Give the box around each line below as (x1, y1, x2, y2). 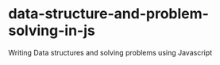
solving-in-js (8, 21, 95, 40)
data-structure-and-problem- (8, 5, 209, 23)
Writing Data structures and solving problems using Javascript (8, 48, 213, 57)
